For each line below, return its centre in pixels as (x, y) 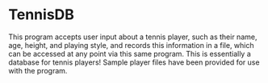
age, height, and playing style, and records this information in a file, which (131, 45)
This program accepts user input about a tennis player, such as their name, (133, 37)
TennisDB (42, 15)
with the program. (38, 70)
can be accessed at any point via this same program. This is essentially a (130, 53)
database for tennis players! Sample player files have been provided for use (134, 62)
